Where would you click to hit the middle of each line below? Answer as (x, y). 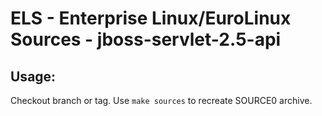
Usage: (33, 76)
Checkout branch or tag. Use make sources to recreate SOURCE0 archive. (161, 100)
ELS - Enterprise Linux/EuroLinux (151, 18)
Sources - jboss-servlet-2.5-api (146, 39)
